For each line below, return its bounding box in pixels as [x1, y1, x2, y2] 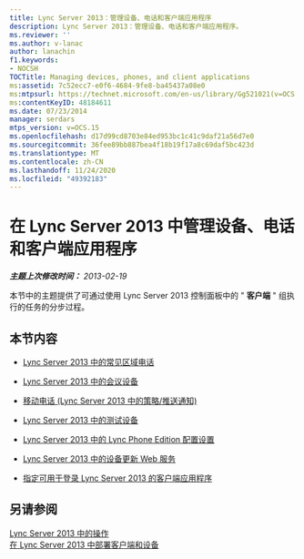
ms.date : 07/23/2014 [9, 107, 88, 116]
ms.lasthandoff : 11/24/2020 [9, 166, 117, 175]
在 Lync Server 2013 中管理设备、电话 [9, 216, 296, 237]
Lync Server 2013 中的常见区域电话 [22, 357, 155, 367]
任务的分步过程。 [25, 301, 89, 312]
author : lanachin [9, 47, 76, 56]
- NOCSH [9, 65, 39, 74]
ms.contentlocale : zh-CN [9, 157, 104, 167]
